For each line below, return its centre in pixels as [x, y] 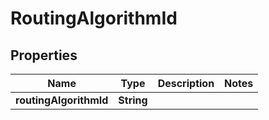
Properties [44, 55]
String [133, 100]
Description [186, 83]
